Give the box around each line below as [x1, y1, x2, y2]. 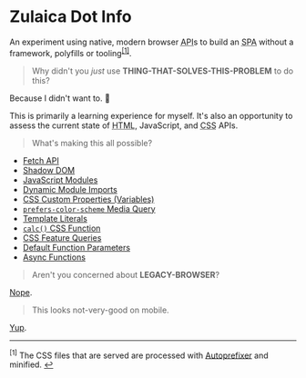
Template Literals [22, 213, 88, 224]
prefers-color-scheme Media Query [22, 203, 156, 214]
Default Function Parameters [22, 242, 130, 253]
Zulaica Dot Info [9, 6, 132, 27]
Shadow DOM [22, 164, 76, 175]
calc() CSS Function [22, 223, 101, 234]
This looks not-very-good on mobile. [31, 304, 170, 315]
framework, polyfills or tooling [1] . [9, 45, 132, 58]
